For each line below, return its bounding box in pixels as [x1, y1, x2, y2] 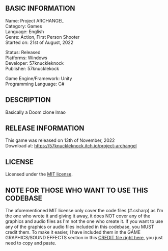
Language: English [5, 28, 44, 35]
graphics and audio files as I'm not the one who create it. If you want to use [5, 218, 163, 224]
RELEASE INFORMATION [5, 124, 85, 133]
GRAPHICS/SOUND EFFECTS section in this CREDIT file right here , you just [5, 235, 163, 241]
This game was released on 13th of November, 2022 [5, 137, 115, 143]
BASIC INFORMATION [5, 4, 75, 13]
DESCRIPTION [5, 95, 51, 104]
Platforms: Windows [5, 55, 47, 61]
